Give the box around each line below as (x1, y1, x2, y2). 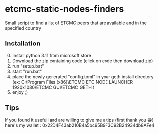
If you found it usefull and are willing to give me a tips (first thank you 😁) (5, 117, 154, 123)
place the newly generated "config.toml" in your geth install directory (12, 73, 154, 80)
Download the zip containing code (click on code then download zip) (12, 58, 153, 64)
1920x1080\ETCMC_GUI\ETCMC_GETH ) (12, 84, 95, 90)
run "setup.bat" (12, 63, 44, 69)
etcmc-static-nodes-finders (5, 3, 124, 15)
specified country (5, 25, 41, 31)
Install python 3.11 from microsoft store (12, 52, 92, 58)
